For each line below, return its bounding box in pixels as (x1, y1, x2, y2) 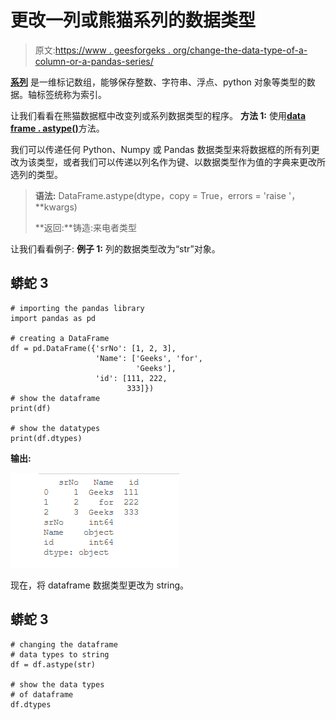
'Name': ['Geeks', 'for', (95, 353, 203, 363)
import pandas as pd (10, 313, 97, 323)
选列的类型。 (10, 168, 63, 180)
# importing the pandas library (10, 303, 145, 313)
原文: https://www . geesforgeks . (34, 44, 171, 56)
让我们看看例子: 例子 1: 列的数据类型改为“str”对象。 (10, 242, 221, 255)
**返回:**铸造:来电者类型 (34, 221, 137, 233)
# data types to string (10, 649, 110, 660)
